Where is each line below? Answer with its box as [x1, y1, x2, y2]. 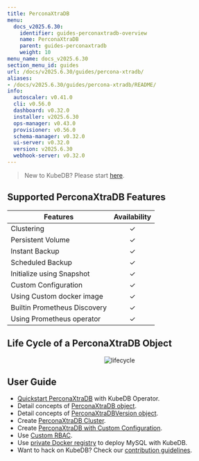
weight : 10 [19, 49, 51, 56]
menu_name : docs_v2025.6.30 [7, 56, 89, 62]
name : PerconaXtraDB [19, 36, 79, 43]
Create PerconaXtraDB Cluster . [17, 417, 106, 425]
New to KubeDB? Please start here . [24, 171, 125, 179]
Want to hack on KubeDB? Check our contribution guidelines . [17, 446, 193, 455]
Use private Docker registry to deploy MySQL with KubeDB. [17, 439, 188, 447]
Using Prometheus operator [10, 314, 101, 324]
